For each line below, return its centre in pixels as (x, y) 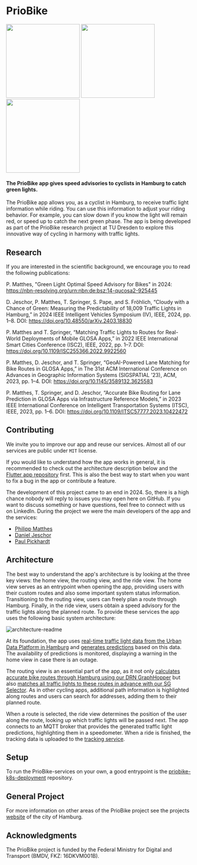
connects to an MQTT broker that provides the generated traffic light (89, 726)
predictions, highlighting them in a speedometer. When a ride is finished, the (98, 732)
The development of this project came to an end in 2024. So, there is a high (98, 492)
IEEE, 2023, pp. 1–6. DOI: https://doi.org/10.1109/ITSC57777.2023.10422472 (97, 411)
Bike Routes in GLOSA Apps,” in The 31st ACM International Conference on (96, 368)
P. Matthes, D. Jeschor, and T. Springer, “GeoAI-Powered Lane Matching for (98, 362)
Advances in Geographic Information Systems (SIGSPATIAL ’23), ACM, (92, 375)
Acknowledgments (42, 835)
